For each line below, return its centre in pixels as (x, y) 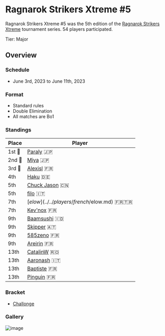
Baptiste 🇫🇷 (42, 269)
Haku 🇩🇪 (39, 177)
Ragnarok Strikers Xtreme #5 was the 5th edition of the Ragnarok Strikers (82, 24)
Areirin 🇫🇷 (40, 244)
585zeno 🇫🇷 (43, 235)
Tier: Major (17, 39)
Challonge (23, 304)
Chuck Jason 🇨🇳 (48, 185)
